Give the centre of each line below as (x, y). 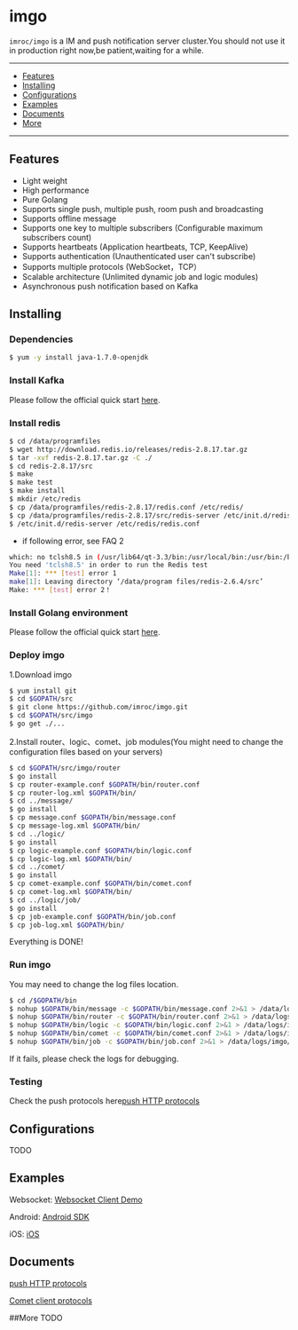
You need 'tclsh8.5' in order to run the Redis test (109, 566)
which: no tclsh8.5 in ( (55, 557)
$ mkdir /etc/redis (45, 499)
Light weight (45, 180)
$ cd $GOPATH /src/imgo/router (65, 768)
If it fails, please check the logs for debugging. (94, 1058)
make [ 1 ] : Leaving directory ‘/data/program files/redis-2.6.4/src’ (137, 582)
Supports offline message (69, 218)
